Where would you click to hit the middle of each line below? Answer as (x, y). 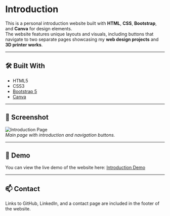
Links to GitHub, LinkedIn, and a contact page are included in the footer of (82, 203)
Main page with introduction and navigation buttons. (60, 135)
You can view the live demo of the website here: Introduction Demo (75, 168)
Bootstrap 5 (25, 91)
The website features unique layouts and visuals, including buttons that (79, 34)
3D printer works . (24, 44)
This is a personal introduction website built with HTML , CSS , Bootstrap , (81, 23)
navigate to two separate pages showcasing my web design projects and (82, 39)
